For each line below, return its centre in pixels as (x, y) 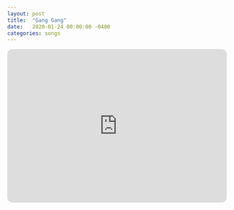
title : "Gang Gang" (37, 20)
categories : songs (34, 33)
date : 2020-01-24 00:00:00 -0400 (59, 27)
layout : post (26, 14)
